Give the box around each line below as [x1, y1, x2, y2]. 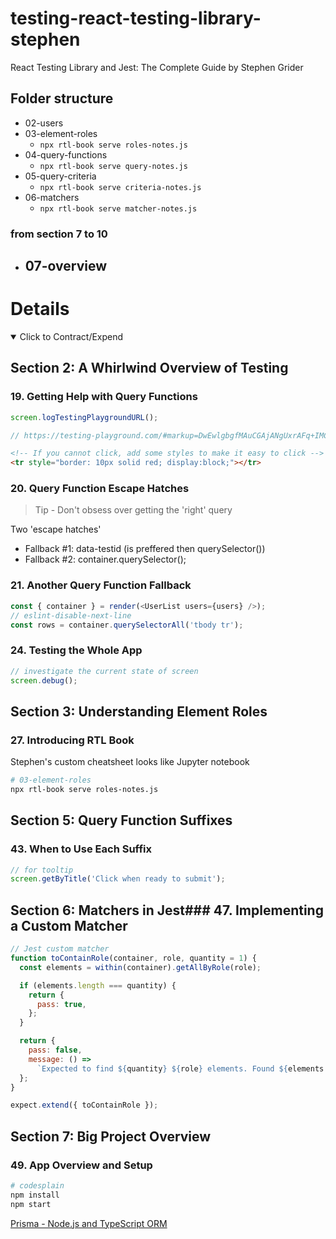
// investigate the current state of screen [10, 666, 199, 676]
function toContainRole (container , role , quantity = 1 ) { [10, 953, 257, 964]
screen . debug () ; [10, 675, 78, 686]
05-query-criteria [24, 170, 97, 182]
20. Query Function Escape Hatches [10, 482, 190, 496]
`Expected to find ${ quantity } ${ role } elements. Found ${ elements [36, 1063, 325, 1074]
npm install [10, 1190, 60, 1200]
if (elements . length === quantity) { [19, 980, 177, 991]
